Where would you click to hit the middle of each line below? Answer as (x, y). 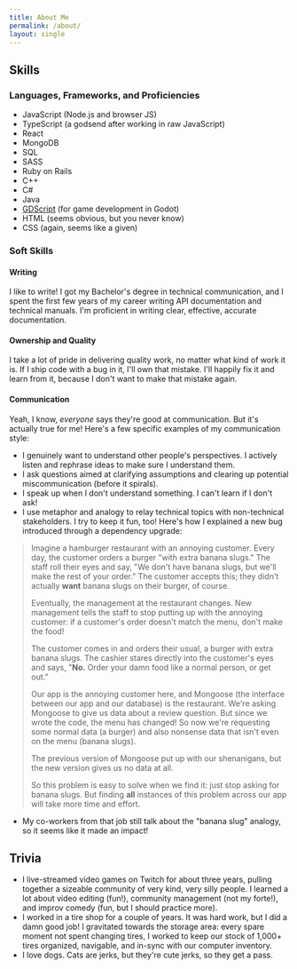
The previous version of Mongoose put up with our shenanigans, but (156, 758)
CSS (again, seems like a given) (80, 228)
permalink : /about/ (45, 26)
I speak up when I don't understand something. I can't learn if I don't (147, 493)
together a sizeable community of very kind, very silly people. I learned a (155, 889)
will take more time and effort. (86, 804)
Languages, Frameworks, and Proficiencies (105, 95)
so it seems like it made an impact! (85, 830)
